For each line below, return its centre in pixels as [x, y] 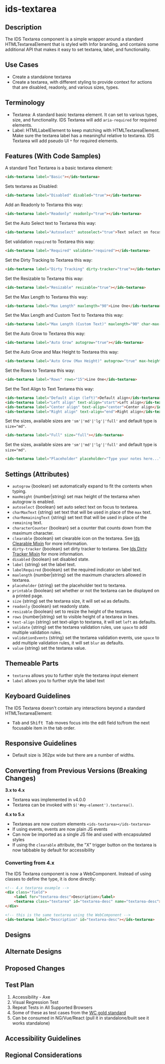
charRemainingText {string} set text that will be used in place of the [80, 517]
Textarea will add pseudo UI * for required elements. [65, 141]
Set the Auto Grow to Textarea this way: [45, 334]
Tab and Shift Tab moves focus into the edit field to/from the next [81, 723]
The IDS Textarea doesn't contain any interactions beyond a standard [75, 708]
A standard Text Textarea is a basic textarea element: [59, 168]
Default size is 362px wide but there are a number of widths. [73, 755]
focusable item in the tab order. [44, 728]
